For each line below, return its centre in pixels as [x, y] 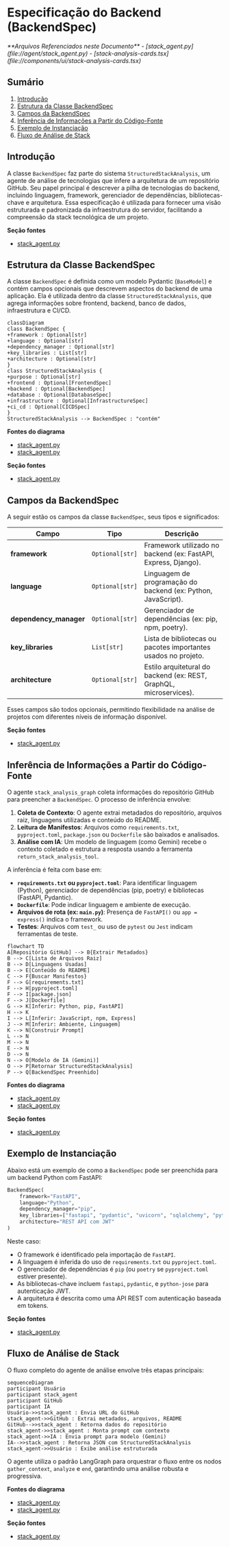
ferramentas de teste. [48, 934]
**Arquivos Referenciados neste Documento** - [76, 46]
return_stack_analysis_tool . [58, 856]
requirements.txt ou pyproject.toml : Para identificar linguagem [107, 883]
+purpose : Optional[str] [44, 377]
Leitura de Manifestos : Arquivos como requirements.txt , [98, 827]
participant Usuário [37, 1389]
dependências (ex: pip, [181, 619]
